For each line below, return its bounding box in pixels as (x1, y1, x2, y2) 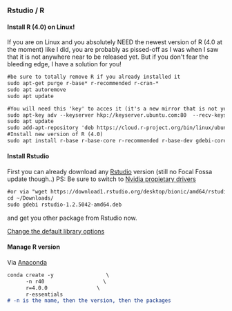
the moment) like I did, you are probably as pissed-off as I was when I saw (7, 46, 219, 54)
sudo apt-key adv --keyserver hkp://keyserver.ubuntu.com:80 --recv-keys (7, 111, 227, 119)
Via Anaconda (7, 258, 47, 266)
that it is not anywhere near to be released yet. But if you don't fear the (7, 53, 209, 61)
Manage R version (7, 243, 61, 251)
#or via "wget (7, 189, 48, 196)
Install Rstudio (7, 152, 50, 160)
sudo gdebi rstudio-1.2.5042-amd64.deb (7, 201, 122, 208)
